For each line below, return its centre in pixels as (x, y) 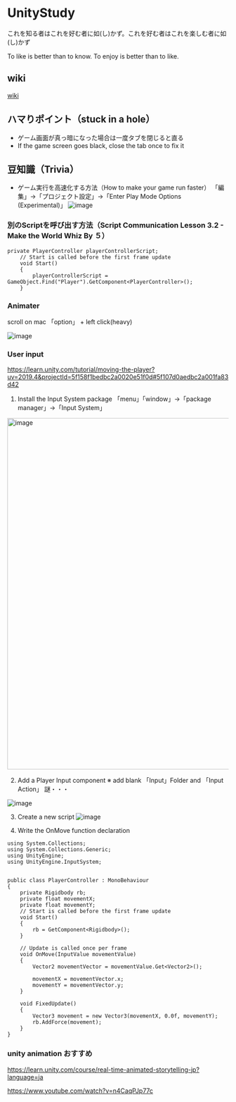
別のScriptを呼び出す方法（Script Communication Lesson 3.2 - (116, 225)
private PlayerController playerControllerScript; (83, 251)
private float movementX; (58, 899)
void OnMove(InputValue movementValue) (78, 955)
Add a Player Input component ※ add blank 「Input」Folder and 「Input (120, 781)
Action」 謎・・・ (43, 789)
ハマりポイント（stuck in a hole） (81, 119)
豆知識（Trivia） (43, 169)
